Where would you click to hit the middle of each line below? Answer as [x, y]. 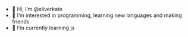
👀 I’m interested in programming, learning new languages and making [97, 15]
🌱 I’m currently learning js [43, 28]
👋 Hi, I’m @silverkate [37, 9]
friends [21, 21]
